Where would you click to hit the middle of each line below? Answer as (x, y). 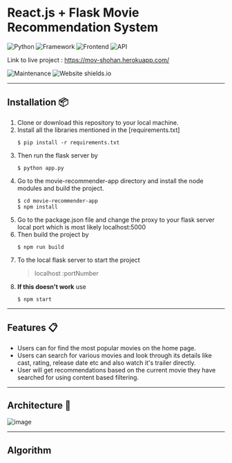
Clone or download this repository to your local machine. (98, 122)
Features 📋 (32, 328)
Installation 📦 (38, 103)
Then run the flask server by (57, 155)
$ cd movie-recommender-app (57, 201)
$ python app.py (40, 168)
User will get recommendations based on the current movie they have (116, 370)
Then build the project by (53, 234)
